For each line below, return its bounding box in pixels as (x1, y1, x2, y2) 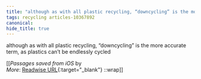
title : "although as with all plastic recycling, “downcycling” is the (6, 8, 188, 15)
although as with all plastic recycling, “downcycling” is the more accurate (6, 42, 187, 49)
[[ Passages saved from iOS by (6, 60, 82, 67)
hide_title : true (6, 25, 50, 32)
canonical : (6, 20, 33, 26)
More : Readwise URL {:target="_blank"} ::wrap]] (6, 66, 124, 74)
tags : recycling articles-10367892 (6, 14, 95, 20)
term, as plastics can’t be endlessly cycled (6, 48, 111, 56)
